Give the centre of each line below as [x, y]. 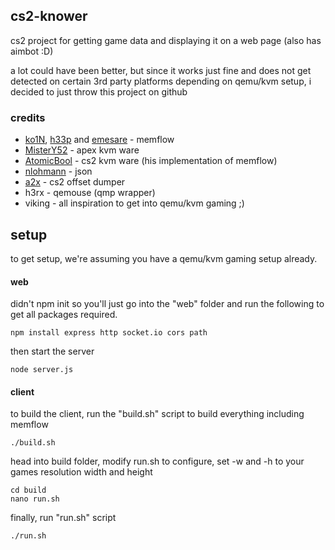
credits [28, 117]
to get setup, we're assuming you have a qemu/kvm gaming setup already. [164, 258]
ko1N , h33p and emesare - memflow [99, 140]
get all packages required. [64, 315]
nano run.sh [35, 499]
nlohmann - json [58, 171]
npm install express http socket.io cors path [109, 333]
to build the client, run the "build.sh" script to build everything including [157, 414]
